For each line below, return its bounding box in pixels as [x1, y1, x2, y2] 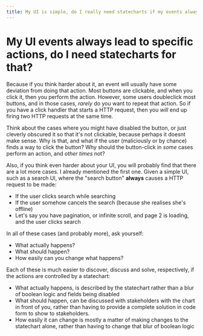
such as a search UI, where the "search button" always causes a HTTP [6, 174, 184, 182]
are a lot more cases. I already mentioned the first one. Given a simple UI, [6, 168, 189, 175]
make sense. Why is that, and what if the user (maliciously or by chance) [6, 137, 187, 144]
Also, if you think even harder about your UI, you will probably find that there [6, 161, 196, 169]
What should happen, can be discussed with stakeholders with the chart [14, 297, 195, 304]
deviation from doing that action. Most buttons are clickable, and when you [6, 87, 193, 94]
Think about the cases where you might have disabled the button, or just [6, 124, 187, 132]
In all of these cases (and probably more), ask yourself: [6, 230, 144, 237]
